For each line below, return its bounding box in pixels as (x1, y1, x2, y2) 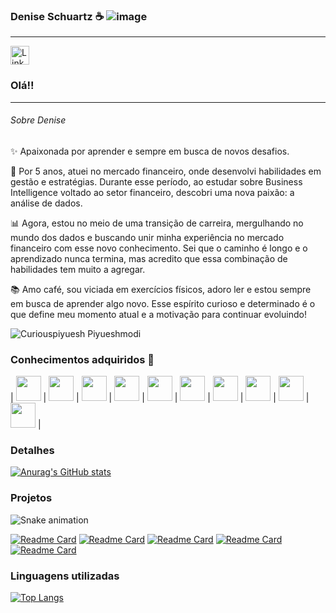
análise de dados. (10, 197, 83, 209)
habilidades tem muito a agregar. (10, 263, 146, 275)
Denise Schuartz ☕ (10, 9, 105, 23)
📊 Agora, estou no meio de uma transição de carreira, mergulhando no (10, 217, 304, 229)
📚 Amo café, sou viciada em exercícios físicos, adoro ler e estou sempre (10, 283, 312, 295)
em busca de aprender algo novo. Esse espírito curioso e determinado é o (10, 297, 316, 309)
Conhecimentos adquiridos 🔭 (10, 352, 155, 366)
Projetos (10, 491, 53, 505)
